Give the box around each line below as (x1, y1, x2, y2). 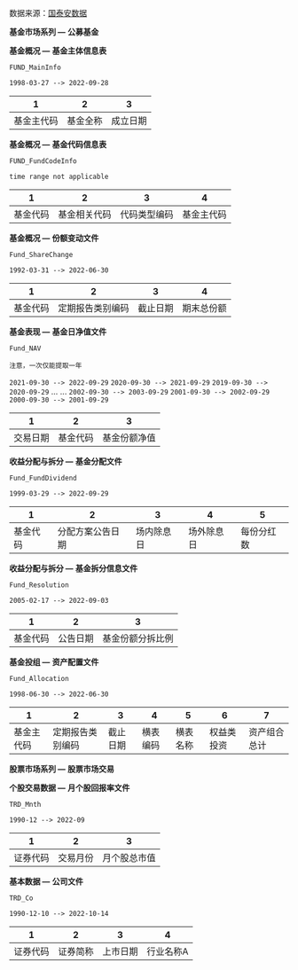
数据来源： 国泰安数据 (9, 8, 87, 18)
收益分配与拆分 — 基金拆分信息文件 (9, 563, 138, 574)
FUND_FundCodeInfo (9, 157, 77, 166)
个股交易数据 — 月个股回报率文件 (9, 783, 130, 793)
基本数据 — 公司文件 (9, 876, 84, 887)
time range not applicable (9, 172, 109, 181)
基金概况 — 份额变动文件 (9, 233, 99, 243)
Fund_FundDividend (9, 473, 77, 482)
